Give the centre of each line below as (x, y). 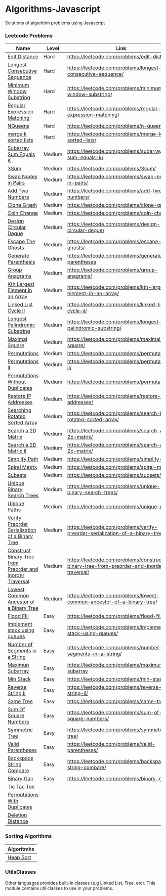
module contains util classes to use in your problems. (59, 888)
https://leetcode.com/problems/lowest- (113, 596)
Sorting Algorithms (29, 836)
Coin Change (23, 213)
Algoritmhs (21, 849)
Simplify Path (23, 459)
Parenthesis (21, 262)
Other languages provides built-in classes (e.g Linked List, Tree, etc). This (80, 883)
